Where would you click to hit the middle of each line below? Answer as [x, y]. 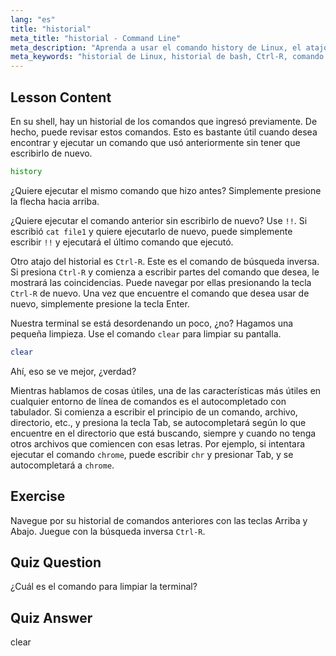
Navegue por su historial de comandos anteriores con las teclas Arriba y [159, 520]
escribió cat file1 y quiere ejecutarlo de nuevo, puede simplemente [151, 231]
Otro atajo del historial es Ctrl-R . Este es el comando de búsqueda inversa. [165, 261]
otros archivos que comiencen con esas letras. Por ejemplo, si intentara [158, 443]
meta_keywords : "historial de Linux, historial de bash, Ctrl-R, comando [167, 57]
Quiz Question [56, 562]
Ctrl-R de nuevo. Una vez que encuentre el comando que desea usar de [160, 293]
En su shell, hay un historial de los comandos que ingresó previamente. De [164, 121]
